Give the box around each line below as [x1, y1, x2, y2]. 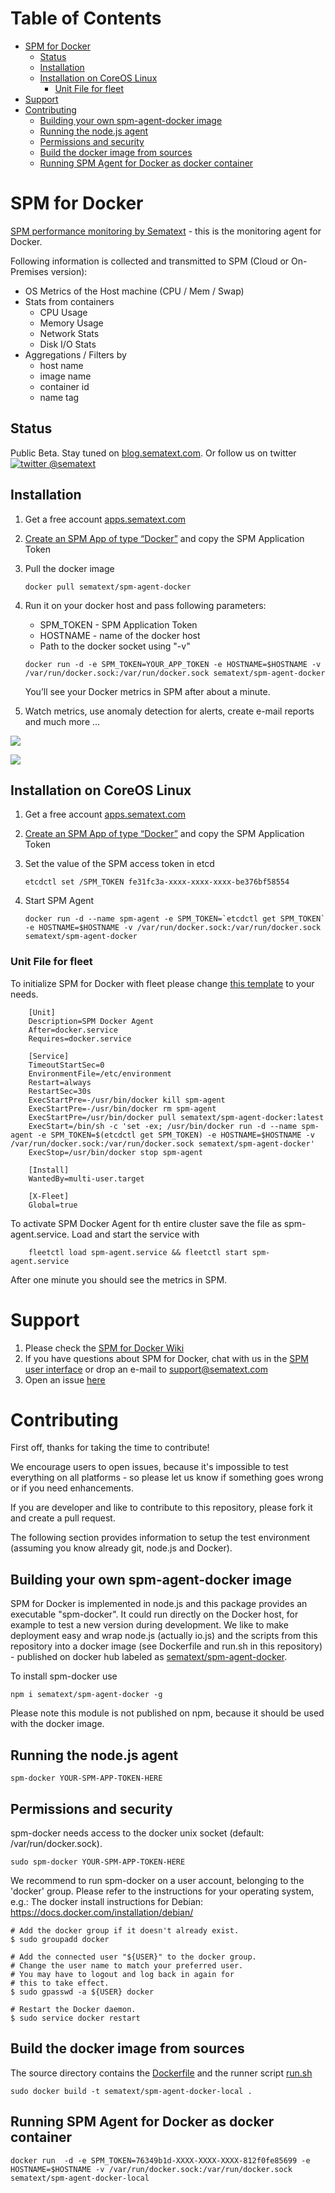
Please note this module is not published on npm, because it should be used [10, 1707, 325, 1719]
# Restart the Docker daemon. [10, 2004, 137, 2014]
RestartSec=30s [28, 1086, 92, 1096]
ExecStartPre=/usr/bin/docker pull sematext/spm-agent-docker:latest [28, 1112, 325, 1122]
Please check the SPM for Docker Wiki [24, 1342, 185, 1354]
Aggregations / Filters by [24, 348, 127, 361]
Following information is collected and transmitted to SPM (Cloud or [10, 255, 290, 267]
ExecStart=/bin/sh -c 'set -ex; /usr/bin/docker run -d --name [28, 1121, 298, 1131]
